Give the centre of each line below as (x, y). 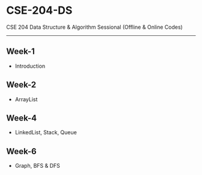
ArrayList (26, 99)
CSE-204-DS (39, 10)
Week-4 (22, 118)
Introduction (30, 66)
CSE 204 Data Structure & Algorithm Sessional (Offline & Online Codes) (95, 27)
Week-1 (20, 52)
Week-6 (22, 151)
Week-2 (21, 85)
